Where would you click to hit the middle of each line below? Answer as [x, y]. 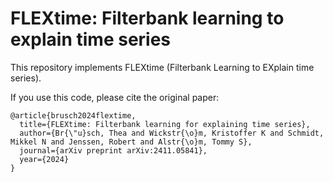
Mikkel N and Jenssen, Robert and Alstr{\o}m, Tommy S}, [131, 142]
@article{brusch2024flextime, [73, 115]
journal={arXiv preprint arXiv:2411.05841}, [113, 150]
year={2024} [44, 159]
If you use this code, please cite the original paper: [115, 97]
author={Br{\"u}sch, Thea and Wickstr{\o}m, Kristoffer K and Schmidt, [172, 133]
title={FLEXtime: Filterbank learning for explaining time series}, [165, 124]
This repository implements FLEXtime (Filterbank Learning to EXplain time [162, 67]
